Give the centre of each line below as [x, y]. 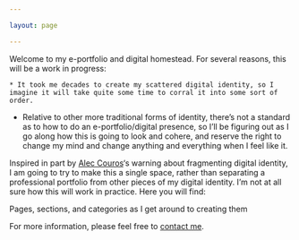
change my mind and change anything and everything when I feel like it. [155, 145]
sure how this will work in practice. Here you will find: [107, 191]
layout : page [34, 25]
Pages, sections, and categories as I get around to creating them [128, 209]
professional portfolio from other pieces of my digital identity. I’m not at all [145, 182]
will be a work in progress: [58, 68]
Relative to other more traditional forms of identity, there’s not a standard [156, 116]
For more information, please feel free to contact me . [107, 226]
